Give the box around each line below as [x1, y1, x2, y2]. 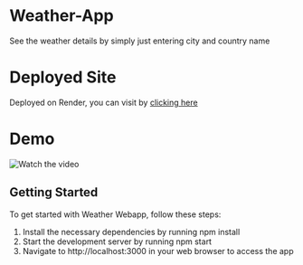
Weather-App [9, 5, 115, 26]
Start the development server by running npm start [22, 236, 213, 247]
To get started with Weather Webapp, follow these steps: [9, 209, 222, 220]
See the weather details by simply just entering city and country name [9, 35, 270, 46]
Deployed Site [9, 67, 117, 88]
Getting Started [9, 185, 99, 200]
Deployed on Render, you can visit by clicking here [9, 97, 198, 108]
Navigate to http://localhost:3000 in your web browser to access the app [22, 245, 294, 256]
